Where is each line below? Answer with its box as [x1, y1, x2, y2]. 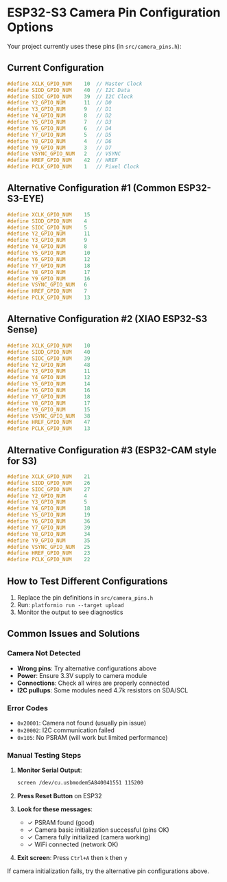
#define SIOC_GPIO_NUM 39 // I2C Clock [7, 93, 134, 100]
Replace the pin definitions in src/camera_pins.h [16, 593, 154, 602]
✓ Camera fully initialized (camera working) [27, 833, 151, 841]
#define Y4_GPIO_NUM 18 [7, 505, 91, 512]
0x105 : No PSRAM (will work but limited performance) [16, 733, 168, 741]
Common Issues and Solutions [7, 628, 141, 640]
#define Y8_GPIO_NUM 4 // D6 [7, 137, 112, 145]
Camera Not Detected [7, 648, 81, 658]
